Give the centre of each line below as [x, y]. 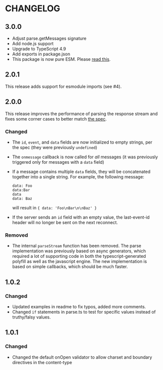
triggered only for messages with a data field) [58, 162]
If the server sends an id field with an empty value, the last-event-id [81, 217]
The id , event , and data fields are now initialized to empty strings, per [82, 142]
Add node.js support [33, 44]
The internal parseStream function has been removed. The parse [77, 246]
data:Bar [21, 190]
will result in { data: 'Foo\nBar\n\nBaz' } [54, 208]
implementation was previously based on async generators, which [79, 251]
